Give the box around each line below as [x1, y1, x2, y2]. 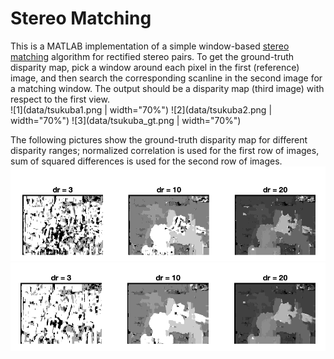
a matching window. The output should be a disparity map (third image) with [10, 82, 325, 94]
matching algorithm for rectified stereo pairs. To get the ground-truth [10, 50, 295, 62]
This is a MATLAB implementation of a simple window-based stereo [10, 40, 290, 52]
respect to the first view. [10, 93, 110, 105]
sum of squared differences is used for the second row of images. [10, 155, 283, 167]
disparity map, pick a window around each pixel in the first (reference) [10, 61, 300, 73]
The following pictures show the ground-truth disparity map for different [10, 133, 308, 146]
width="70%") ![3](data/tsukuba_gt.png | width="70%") [10, 114, 242, 126]
